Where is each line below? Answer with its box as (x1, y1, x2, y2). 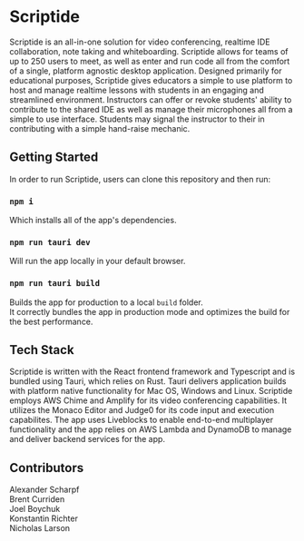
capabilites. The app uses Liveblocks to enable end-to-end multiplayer (9, 415, 274, 426)
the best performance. (9, 316, 93, 327)
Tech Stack (9, 342, 74, 358)
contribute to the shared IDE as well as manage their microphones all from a (9, 103, 293, 114)
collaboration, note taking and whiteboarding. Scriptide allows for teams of (9, 45, 289, 56)
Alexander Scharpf (9, 484, 80, 496)
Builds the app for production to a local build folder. (9, 297, 203, 308)
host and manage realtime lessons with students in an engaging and (9, 84, 265, 95)
